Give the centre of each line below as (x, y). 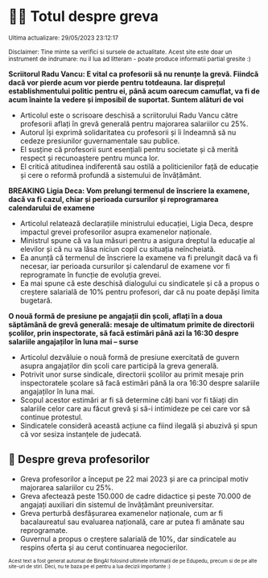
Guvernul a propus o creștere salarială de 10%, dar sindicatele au (128, 539)
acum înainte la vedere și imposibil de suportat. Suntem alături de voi (126, 99)
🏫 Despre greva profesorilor (79, 459)
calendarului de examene (52, 208)
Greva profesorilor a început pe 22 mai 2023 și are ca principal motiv (134, 479)
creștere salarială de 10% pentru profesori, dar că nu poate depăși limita (140, 291)
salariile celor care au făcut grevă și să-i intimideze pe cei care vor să (135, 408)
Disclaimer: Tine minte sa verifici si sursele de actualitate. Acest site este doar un (120, 52)
